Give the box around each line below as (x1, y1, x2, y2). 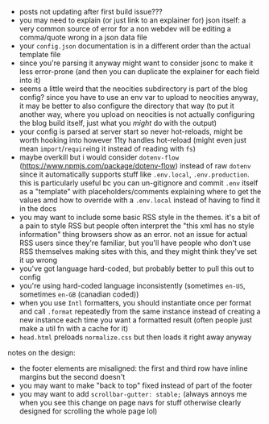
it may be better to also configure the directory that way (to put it (19, 101, 234, 110)
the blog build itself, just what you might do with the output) (19, 118, 217, 127)
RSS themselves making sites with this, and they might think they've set (19, 247, 258, 256)
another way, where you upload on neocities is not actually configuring (19, 110, 255, 119)
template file (19, 50, 61, 59)
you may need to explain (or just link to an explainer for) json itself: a (19, 15, 246, 25)
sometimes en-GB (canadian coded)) (19, 289, 139, 299)
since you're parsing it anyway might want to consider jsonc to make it (19, 58, 254, 68)
